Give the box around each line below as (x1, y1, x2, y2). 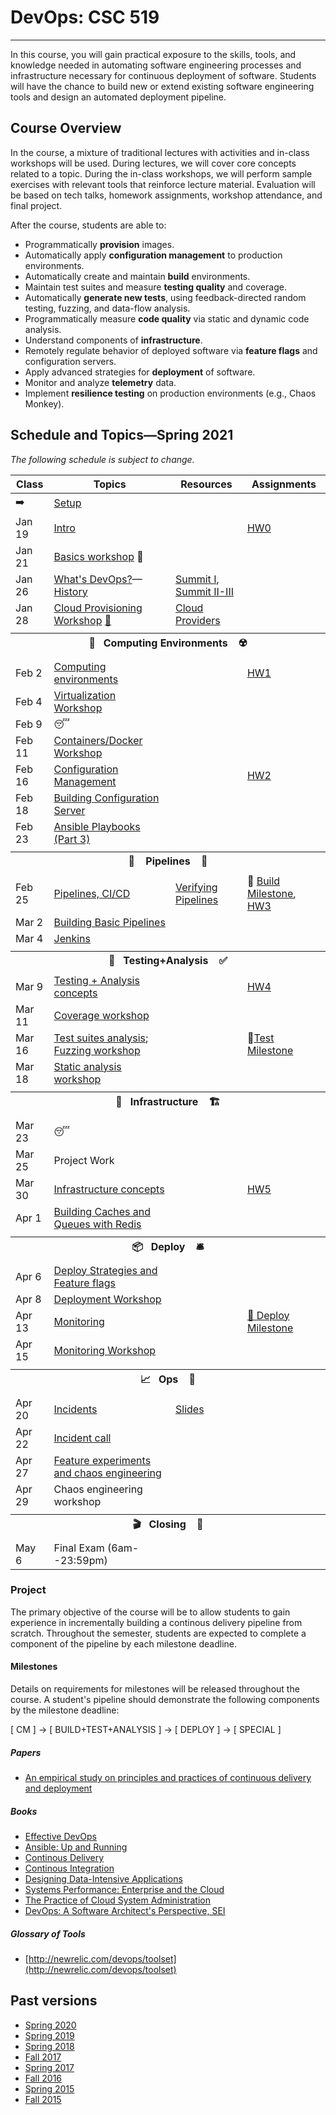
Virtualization (53, 688, 117, 702)
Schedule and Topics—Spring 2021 (10, 427, 234, 444)
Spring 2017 (24, 2061, 75, 2073)
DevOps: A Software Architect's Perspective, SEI (24, 1905, 226, 1916)
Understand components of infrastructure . (24, 334, 203, 346)
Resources (180, 477, 233, 491)
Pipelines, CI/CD (53, 886, 131, 900)
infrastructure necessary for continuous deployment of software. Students (10, 69, 317, 81)
